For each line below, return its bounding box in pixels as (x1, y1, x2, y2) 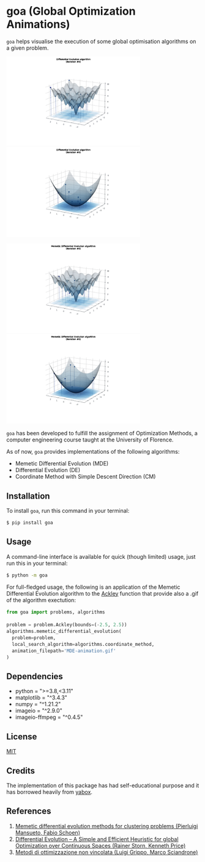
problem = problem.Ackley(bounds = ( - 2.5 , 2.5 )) (6, 622, 127, 628)
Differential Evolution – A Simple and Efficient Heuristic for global (15, 835, 179, 842)
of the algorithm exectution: (6, 596, 76, 604)
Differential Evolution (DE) (15, 467, 81, 474)
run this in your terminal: (6, 559, 68, 567)
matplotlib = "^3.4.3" (15, 694, 67, 701)
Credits (6, 766, 35, 776)
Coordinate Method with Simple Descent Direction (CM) (15, 473, 156, 480)
